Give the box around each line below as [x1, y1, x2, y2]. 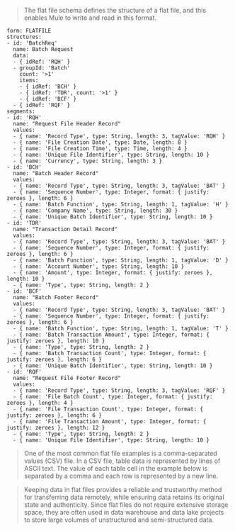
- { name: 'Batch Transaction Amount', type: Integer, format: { [13, 331, 210, 338]
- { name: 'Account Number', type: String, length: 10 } [13, 263, 185, 270]
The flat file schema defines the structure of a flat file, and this [23, 6, 207, 14]
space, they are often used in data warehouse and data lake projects [23, 508, 224, 516]
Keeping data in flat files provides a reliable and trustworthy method [23, 486, 222, 493]
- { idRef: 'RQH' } [13, 58, 71, 65]
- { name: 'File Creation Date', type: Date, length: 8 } [13, 139, 188, 146]
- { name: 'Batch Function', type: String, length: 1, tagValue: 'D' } [13, 257, 229, 264]
